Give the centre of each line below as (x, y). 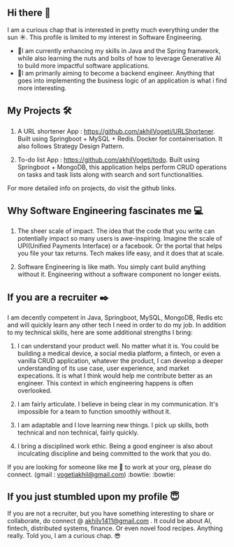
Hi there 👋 (29, 13)
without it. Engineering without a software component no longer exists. (119, 274)
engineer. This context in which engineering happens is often (105, 383)
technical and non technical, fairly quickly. (78, 433)
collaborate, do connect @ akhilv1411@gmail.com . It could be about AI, (110, 521)
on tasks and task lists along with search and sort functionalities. (110, 174)
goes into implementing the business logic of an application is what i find (122, 80)
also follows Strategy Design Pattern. (71, 146)
